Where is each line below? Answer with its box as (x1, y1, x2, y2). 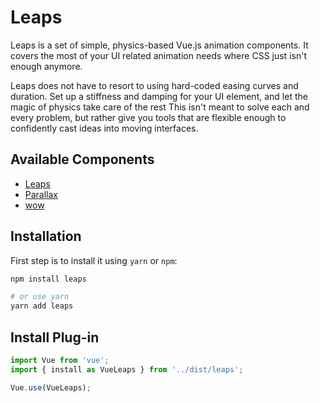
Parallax (24, 188, 59, 200)
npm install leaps (10, 274, 87, 284)
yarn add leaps (10, 301, 74, 311)
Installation (10, 228, 82, 245)
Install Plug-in (10, 329, 100, 346)
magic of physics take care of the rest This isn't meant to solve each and (10, 101, 310, 113)
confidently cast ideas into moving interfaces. (10, 122, 199, 134)
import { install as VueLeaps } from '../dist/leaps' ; (10, 364, 244, 375)
